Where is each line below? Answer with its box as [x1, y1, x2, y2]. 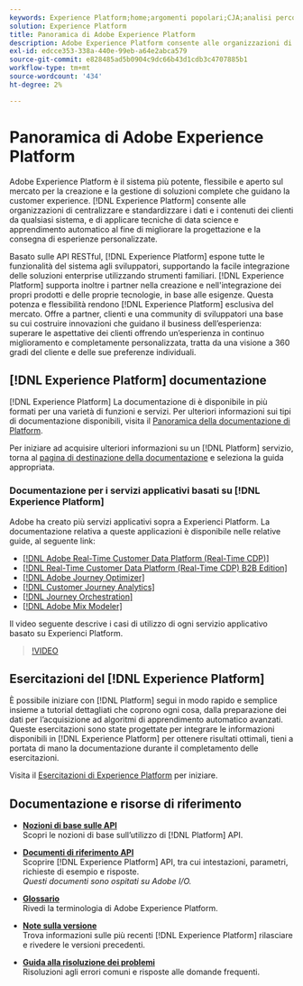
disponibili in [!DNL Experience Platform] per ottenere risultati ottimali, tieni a [9, 734, 294, 744]
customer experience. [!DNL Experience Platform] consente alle [9, 195, 246, 205]
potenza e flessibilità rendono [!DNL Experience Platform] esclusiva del [9, 298, 274, 309]
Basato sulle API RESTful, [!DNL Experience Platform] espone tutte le [9, 251, 265, 261]
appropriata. [9, 461, 56, 473]
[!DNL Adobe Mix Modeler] [22, 600, 124, 611]
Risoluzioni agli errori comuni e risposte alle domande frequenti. [22, 966, 260, 978]
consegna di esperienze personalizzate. [9, 233, 158, 244]
